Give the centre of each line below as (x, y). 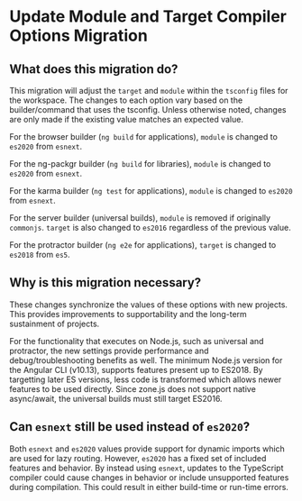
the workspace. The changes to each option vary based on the (126, 100)
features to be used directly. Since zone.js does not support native (133, 388)
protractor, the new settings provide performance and (109, 351)
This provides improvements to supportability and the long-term (128, 314)
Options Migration (79, 36)
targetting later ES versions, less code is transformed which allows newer (146, 379)
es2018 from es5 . (40, 255)
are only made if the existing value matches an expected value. (126, 119)
